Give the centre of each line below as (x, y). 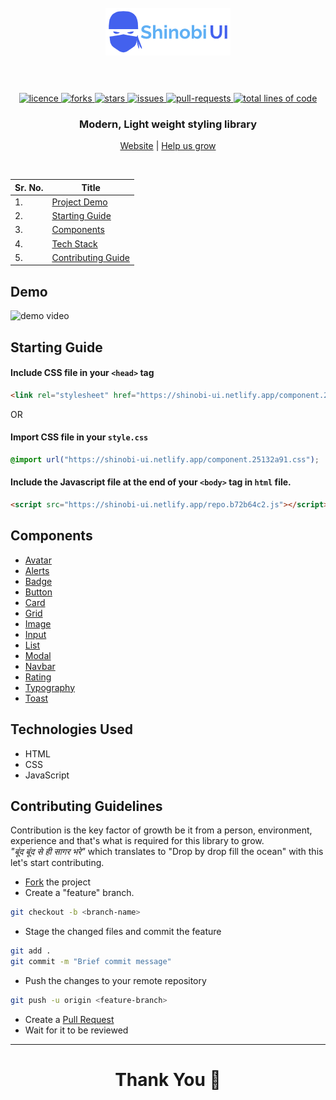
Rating (38, 677)
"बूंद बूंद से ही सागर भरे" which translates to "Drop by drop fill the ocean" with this (167, 852)
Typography (50, 687)
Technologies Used (71, 729)
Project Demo (79, 202)
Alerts (37, 570)
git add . (31, 951)
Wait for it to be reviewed (76, 1030)
